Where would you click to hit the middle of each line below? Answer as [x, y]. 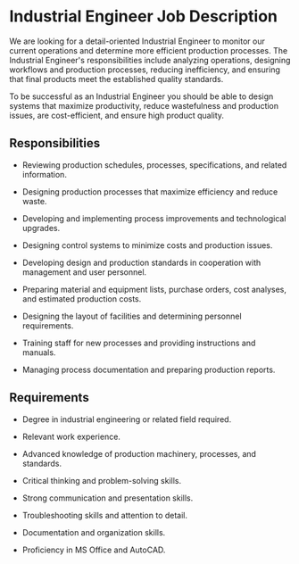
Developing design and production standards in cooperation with [141, 262]
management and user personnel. [84, 272]
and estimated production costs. [82, 299]
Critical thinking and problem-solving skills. [101, 480]
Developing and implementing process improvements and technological [154, 218]
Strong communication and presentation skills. [108, 498]
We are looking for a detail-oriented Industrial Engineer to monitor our [137, 41]
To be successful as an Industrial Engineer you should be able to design [141, 96]
